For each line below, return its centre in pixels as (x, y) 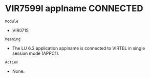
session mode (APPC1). (36, 53)
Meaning (13, 39)
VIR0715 (20, 30)
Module (12, 21)
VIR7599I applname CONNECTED (74, 8)
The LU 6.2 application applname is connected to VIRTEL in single (78, 48)
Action (12, 62)
